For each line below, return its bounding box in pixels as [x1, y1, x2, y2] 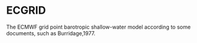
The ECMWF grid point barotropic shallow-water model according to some [6, 23, 191, 30]
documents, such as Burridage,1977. [6, 29, 96, 36]
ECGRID [6, 4, 46, 17]
